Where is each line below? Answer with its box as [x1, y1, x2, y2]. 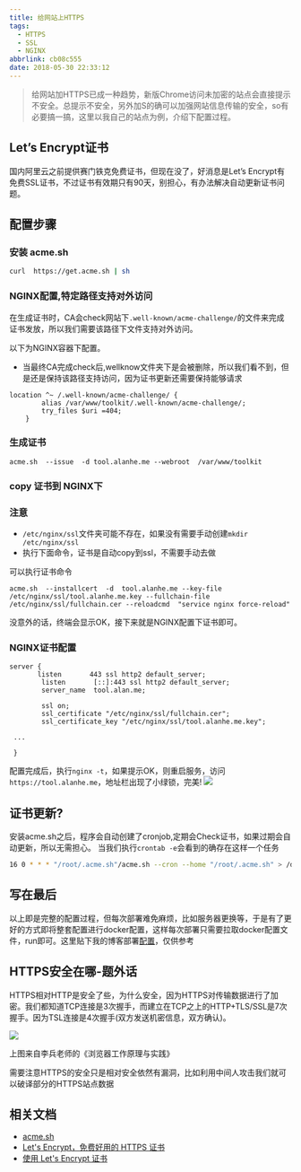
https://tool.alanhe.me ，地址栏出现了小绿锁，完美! [9, 777, 202, 788]
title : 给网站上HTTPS [9, 13, 85, 22]
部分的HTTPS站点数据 [32, 1078, 115, 1089]
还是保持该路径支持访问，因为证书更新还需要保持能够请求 [30, 372, 243, 383]
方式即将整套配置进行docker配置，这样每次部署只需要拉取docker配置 [24, 923, 280, 934]
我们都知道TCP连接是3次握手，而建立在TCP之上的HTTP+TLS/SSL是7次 [24, 1001, 288, 1011]
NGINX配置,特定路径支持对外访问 [9, 290, 153, 302]
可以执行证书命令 [9, 566, 73, 577]
